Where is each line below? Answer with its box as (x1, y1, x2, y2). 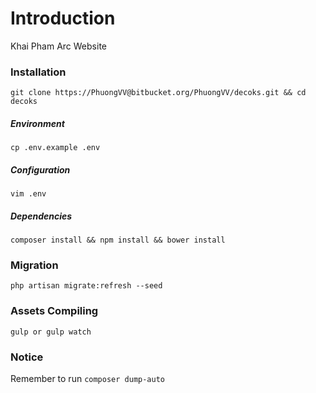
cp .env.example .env (10, 143, 101, 153)
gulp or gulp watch (10, 327, 92, 337)
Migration (10, 258, 59, 272)
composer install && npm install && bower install (10, 235, 226, 246)
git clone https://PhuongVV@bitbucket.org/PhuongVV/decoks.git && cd (10, 88, 307, 98)
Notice (10, 350, 44, 364)
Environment (10, 117, 65, 129)
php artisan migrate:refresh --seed (10, 281, 163, 291)
